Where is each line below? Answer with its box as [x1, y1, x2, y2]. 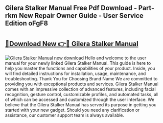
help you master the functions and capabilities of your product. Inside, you [5, 66, 156, 71]
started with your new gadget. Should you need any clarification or [5, 107, 140, 113]
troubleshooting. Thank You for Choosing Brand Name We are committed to [5, 76, 158, 81]
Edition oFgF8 [5, 19, 48, 27]
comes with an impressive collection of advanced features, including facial [5, 86, 156, 92]
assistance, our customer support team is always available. [5, 112, 124, 118]
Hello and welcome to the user [85, 55, 147, 61]
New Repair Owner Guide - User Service [19, 12, 143, 20]
